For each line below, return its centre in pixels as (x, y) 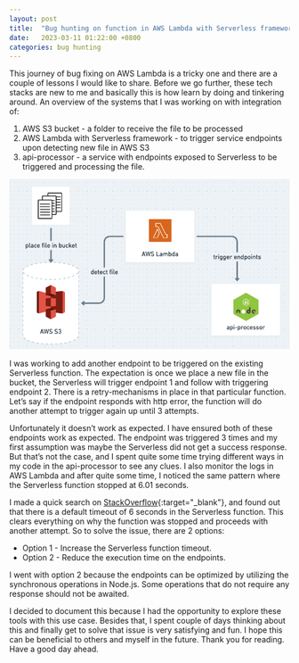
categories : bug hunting (55, 47)
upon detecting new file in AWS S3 (85, 148)
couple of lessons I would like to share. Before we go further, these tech (141, 83)
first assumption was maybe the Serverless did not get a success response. (148, 447)
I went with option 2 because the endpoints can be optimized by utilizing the (149, 575)
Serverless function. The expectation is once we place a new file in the (139, 373)
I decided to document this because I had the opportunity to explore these (145, 610)
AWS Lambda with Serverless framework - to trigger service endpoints (152, 138)
